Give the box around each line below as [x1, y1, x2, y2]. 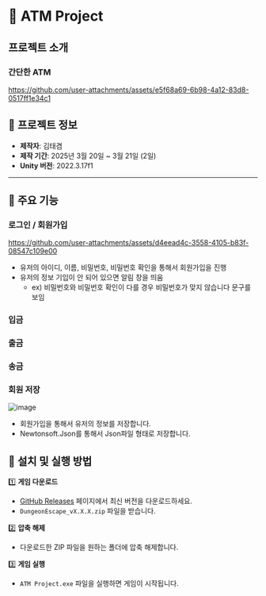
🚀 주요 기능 [8, 194, 59, 207]
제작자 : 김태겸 [19, 140, 63, 150]
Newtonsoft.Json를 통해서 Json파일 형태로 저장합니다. [19, 429, 192, 439]
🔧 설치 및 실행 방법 [8, 454, 93, 467]
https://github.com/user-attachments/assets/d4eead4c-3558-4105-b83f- [8, 238, 249, 248]
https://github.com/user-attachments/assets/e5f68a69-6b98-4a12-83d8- [8, 85, 249, 94]
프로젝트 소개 [8, 40, 69, 54]
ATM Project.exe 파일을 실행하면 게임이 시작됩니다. [19, 579, 180, 588]
